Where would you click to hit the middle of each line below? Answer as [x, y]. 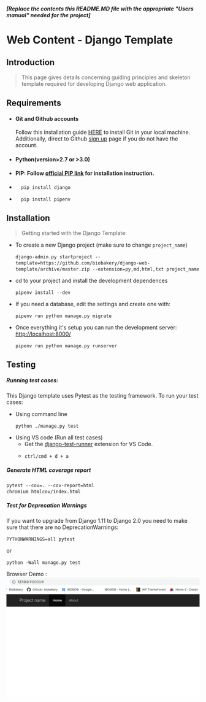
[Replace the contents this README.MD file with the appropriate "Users [100, 9]
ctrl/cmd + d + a [47, 457]
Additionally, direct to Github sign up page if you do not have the [97, 139]
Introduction [31, 62]
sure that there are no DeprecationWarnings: [63, 527]
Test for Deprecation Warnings [47, 505]
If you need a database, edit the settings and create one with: [93, 304]
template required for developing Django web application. [94, 83]
